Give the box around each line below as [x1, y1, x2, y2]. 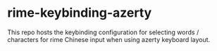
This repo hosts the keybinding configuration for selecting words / [7, 28, 199, 36]
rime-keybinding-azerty [7, 5, 152, 21]
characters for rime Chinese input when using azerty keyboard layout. [7, 35, 211, 43]
